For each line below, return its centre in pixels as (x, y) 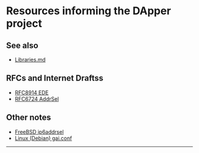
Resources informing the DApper (89, 11)
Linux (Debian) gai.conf (43, 138)
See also (22, 45)
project (24, 23)
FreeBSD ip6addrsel (39, 132)
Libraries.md (30, 60)
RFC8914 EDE (32, 93)
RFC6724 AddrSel (37, 98)
